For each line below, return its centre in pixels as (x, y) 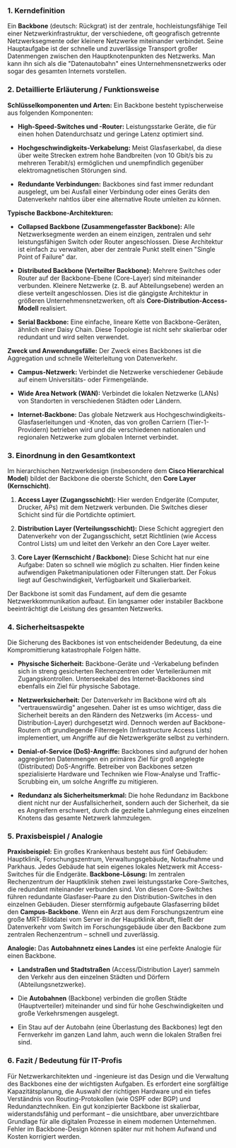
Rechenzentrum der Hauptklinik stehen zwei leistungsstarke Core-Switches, (118, 882)
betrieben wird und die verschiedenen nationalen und (128, 429)
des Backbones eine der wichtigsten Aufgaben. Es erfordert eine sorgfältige (118, 1083)
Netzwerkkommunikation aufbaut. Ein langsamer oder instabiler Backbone (116, 601)
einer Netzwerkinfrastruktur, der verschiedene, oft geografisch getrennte (114, 33)
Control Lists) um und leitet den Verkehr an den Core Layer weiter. (114, 543)
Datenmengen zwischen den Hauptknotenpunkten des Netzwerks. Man (111, 56)
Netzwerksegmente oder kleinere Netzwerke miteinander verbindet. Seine (116, 41)
